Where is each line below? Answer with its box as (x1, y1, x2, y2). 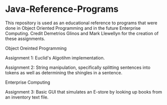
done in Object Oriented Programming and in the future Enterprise (5, 25, 141, 31)
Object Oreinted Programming (5, 45, 67, 51)
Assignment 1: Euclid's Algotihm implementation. (5, 54, 105, 60)
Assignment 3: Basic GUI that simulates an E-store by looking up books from (5, 89, 163, 95)
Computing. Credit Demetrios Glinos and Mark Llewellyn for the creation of (5, 30, 159, 36)
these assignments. (5, 36, 45, 42)
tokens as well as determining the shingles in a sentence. (5, 69, 123, 75)
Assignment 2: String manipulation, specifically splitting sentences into (5, 64, 151, 70)
